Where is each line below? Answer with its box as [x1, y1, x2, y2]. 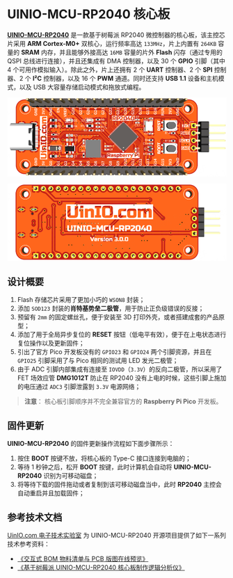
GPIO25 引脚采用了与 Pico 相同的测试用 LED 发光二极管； [17, 356, 179, 365]
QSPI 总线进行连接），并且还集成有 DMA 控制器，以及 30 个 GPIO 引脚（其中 [7, 56, 226, 65]
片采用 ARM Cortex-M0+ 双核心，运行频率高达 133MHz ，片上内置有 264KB [7, 39, 217, 47]
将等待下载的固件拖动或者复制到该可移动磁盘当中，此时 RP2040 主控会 [17, 481, 223, 489]
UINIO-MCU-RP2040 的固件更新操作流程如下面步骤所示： [7, 440, 175, 448]
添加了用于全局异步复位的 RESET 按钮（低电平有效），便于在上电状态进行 [17, 330, 227, 339]
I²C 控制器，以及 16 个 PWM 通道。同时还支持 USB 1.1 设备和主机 [32, 74, 219, 82]
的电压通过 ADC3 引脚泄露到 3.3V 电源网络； [17, 383, 141, 391]
